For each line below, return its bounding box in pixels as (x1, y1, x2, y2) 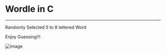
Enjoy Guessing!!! (5, 33, 41, 40)
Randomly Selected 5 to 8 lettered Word (5, 24, 86, 30)
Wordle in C (5, 3, 54, 15)
